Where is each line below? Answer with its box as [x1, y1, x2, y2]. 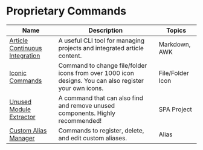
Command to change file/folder [58, 61, 147, 70]
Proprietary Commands [6, 4, 127, 18]
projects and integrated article [58, 44, 144, 52]
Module [9, 105, 31, 113]
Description [88, 26, 123, 34]
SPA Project [158, 105, 192, 113]
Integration [9, 51, 40, 60]
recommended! [58, 116, 102, 125]
